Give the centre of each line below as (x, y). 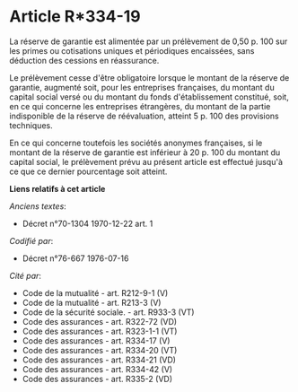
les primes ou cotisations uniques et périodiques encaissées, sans (132, 50)
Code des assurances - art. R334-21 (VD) (99, 360)
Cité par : (26, 275)
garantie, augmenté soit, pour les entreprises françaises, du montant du (142, 87)
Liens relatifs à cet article (57, 188)
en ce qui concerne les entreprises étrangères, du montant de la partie (140, 106)
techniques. (31, 125)
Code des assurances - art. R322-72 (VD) (100, 321)
